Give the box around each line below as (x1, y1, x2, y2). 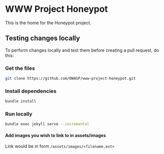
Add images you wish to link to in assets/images (5, 132, 106, 138)
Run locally (5, 111, 33, 117)
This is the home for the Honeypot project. (5, 20, 91, 26)
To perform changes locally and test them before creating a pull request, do (5, 47, 160, 53)
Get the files (5, 65, 36, 72)
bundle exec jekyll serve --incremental (5, 122, 90, 127)
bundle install (5, 99, 37, 104)
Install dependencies (5, 87, 57, 94)
